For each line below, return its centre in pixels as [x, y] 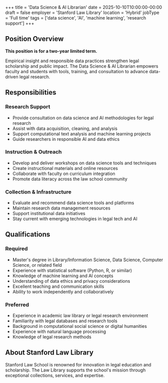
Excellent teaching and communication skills [58, 286]
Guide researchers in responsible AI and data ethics [66, 139]
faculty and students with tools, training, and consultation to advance [77, 71]
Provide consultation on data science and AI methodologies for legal [83, 118]
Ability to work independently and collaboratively [63, 292]
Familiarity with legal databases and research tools [65, 321]
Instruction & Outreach [34, 152]
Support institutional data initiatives [49, 214]
